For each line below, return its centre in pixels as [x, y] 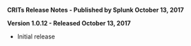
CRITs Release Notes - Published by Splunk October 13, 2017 [95, 10]
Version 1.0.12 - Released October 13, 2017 [69, 23]
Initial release [36, 36]
